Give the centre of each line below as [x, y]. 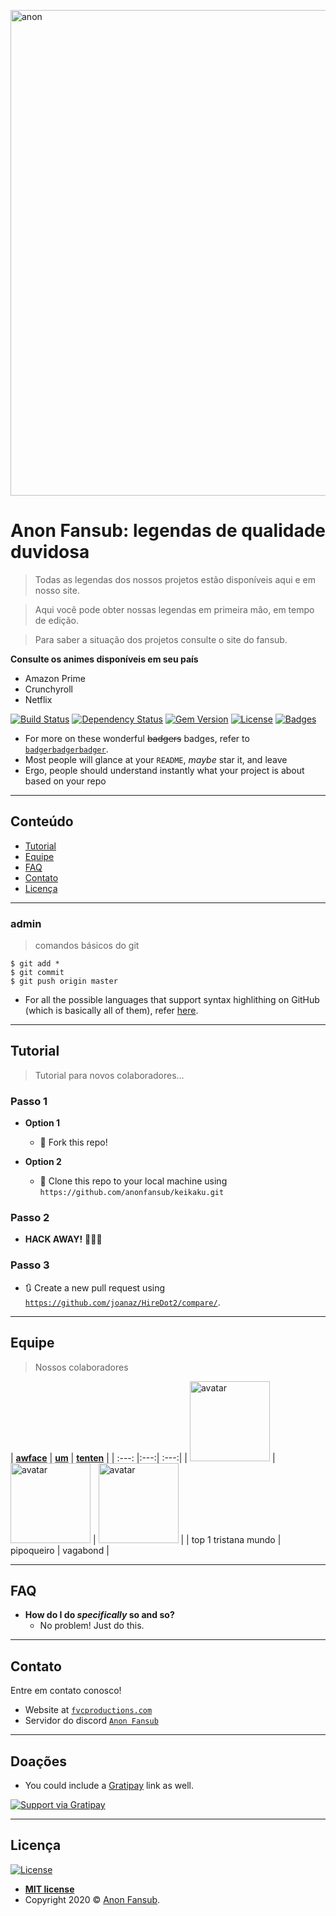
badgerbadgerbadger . [66, 749]
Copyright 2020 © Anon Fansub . [92, 1899]
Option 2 [43, 1162]
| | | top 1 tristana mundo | [187, 1539]
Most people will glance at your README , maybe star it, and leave [156, 759]
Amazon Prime [55, 678]
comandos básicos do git [87, 946]
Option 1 [42, 1123]
